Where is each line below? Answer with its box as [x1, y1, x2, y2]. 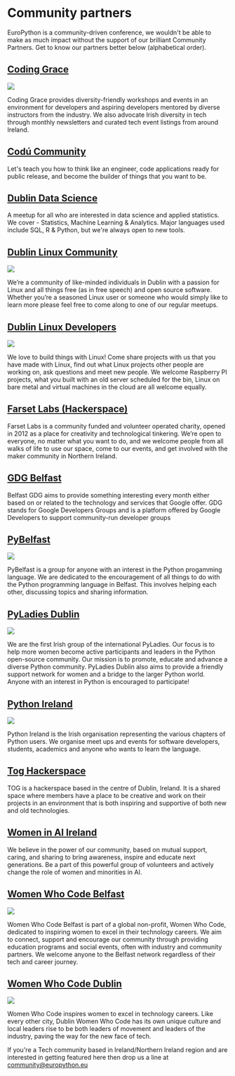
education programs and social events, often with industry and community [7, 942, 222, 951]
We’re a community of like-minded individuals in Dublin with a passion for [7, 278, 220, 286]
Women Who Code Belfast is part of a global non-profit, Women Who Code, [7, 920, 227, 928]
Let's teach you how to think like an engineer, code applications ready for [7, 164, 220, 173]
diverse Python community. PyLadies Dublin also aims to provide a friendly [7, 663, 224, 671]
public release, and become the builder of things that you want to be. [7, 172, 207, 180]
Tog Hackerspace [7, 765, 86, 777]
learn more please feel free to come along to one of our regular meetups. [7, 300, 219, 309]
